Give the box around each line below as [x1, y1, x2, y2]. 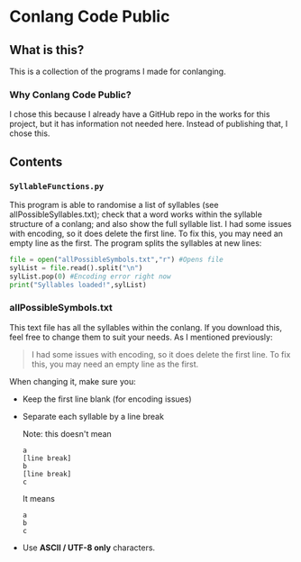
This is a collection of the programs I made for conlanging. [9, 66, 227, 77]
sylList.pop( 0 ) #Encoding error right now [9, 272, 171, 281]
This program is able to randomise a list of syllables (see [9, 199, 219, 210]
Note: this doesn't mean [22, 428, 113, 439]
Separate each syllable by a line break [22, 411, 165, 421]
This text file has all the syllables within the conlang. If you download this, [9, 322, 282, 332]
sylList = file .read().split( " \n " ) [9, 263, 143, 272]
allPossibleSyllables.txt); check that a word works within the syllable [9, 209, 263, 220]
